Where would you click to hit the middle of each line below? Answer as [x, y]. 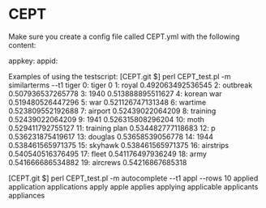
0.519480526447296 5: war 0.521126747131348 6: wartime [107, 102]
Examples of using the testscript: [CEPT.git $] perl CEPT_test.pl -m [120, 76]
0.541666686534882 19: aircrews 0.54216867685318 [98, 162]
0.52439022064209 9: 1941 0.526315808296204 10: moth [107, 119]
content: [22, 45]
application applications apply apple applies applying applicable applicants [133, 186]
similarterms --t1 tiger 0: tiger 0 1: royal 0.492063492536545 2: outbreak [131, 85]
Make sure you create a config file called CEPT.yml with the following [124, 36]
